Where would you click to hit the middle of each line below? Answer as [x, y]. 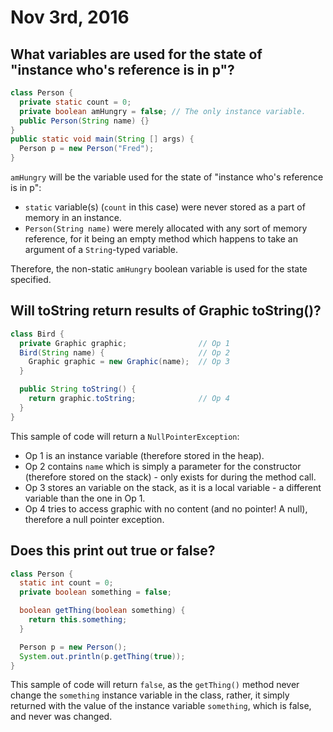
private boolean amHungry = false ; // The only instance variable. [163, 111]
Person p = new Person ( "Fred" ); [87, 149]
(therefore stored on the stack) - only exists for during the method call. [170, 477]
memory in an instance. [73, 217]
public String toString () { [78, 389]
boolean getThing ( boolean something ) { [102, 611]
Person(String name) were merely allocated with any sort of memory [166, 228]
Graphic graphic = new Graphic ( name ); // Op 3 [129, 362]
